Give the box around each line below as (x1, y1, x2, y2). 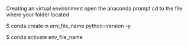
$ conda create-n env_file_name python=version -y (6, 23, 131, 29)
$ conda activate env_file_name (6, 34, 83, 40)
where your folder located (6, 11, 69, 18)
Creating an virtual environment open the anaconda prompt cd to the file (6, 5, 183, 12)
